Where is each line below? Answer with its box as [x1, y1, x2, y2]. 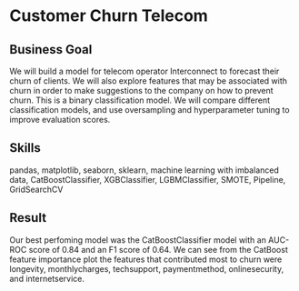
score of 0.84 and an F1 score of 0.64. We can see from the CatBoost [28, 244, 288, 255]
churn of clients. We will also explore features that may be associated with [9, 75, 288, 86]
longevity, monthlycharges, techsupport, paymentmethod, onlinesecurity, [9, 263, 284, 274]
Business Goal [9, 42, 93, 57]
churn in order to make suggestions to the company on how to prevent [9, 85, 274, 95]
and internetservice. [9, 273, 85, 284]
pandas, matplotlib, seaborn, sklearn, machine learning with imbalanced [9, 165, 279, 176]
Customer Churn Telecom [9, 5, 209, 26]
